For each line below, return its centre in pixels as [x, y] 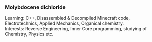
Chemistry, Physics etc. [29, 34]
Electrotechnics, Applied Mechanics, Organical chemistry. [65, 23]
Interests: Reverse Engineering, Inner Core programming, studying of [76, 29]
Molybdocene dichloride [35, 7]
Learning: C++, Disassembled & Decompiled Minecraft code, [68, 18]
